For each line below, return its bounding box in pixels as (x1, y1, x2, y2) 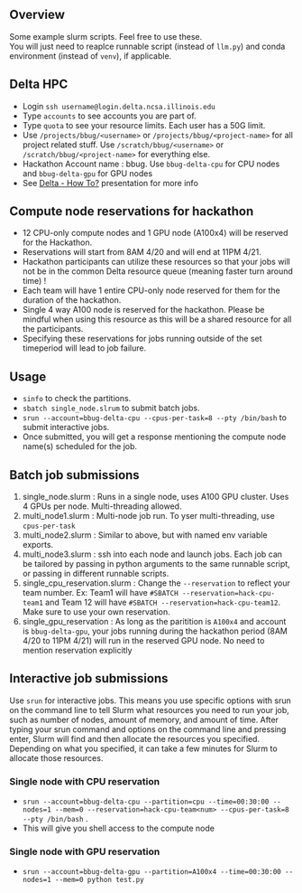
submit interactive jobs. (22, 422, 110, 433)
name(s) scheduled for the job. (22, 441, 138, 452)
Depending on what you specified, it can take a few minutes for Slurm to (9, 743, 278, 754)
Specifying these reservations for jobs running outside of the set (22, 334, 263, 344)
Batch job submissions (9, 467, 140, 483)
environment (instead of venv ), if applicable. (9, 50, 172, 61)
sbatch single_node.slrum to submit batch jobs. (22, 402, 200, 414)
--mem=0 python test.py (55, 876, 144, 885)
